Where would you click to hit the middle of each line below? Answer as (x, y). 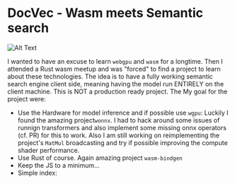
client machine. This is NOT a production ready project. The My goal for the (117, 91)
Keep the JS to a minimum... (59, 165)
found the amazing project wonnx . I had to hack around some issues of (119, 120)
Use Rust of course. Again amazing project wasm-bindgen (100, 158)
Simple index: (38, 173)
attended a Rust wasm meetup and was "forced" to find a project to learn (114, 69)
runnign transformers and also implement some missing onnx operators (122, 127)
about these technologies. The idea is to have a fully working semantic (110, 76)
